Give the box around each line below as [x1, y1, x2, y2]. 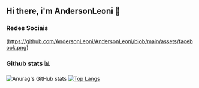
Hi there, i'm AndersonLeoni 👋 [6, 6, 121, 16]
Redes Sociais [6, 24, 49, 32]
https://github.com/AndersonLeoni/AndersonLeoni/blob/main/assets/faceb [8, 37, 193, 45]
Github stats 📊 [6, 59, 51, 68]
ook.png [6, 44, 27, 51]
